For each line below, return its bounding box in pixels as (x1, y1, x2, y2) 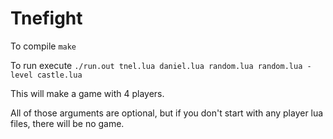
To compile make (10, 40, 77, 52)
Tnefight (10, 7, 83, 30)
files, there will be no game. (10, 117, 125, 129)
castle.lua (36, 70, 83, 80)
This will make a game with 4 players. (10, 87, 165, 99)
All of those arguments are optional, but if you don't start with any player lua (10, 107, 324, 119)
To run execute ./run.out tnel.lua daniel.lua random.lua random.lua (10, 59, 303, 71)
